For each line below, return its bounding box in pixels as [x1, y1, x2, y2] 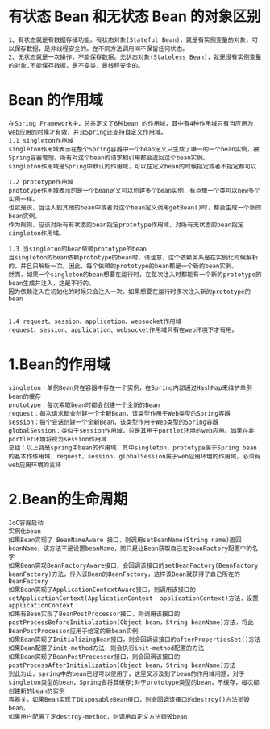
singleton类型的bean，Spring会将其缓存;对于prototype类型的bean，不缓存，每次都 [8, 678, 260, 686]
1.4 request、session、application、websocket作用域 [8, 317, 182, 325]
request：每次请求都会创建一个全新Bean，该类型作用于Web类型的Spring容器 [8, 409, 231, 417]
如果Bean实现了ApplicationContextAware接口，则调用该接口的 [8, 586, 196, 594]
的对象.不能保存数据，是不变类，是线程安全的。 [8, 61, 144, 69]
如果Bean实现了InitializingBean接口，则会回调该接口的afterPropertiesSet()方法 [8, 636, 261, 644]
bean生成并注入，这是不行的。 [8, 279, 95, 287]
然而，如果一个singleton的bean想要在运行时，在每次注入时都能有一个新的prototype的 [8, 271, 262, 279]
